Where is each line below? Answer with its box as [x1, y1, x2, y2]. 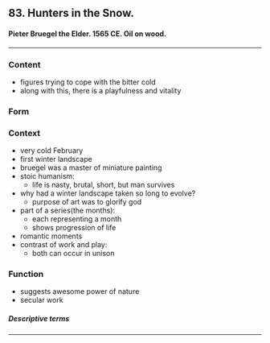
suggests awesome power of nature [19, 287, 140, 296]
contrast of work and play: [19, 240, 108, 250]
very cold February [19, 146, 84, 155]
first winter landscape [19, 155, 92, 164]
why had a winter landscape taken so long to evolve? [19, 188, 196, 198]
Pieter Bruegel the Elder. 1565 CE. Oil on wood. [8, 28, 167, 39]
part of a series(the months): [19, 205, 115, 216]
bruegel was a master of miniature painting [19, 163, 162, 172]
